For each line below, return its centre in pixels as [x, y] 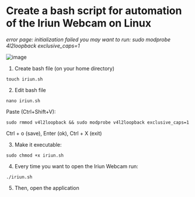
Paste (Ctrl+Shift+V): [31, 111]
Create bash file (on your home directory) [65, 68]
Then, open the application [47, 188]
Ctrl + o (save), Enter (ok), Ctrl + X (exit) [54, 133]
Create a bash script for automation [94, 11]
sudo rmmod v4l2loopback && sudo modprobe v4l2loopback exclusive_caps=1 [98, 122]
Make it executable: [38, 144]
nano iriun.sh [23, 101]
